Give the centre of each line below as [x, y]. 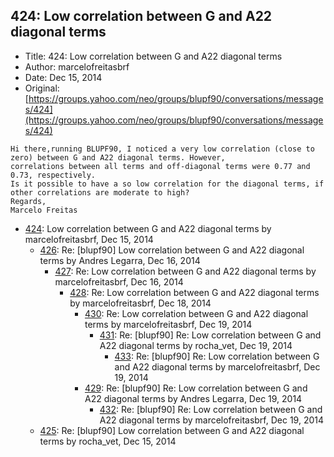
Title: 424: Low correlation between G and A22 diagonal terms [153, 56]
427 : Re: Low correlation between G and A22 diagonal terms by [185, 271]
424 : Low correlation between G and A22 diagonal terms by [148, 228]
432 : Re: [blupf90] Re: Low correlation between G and [211, 409]
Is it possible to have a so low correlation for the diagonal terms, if [167, 184]
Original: [42, 88]
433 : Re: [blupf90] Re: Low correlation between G [217, 356]
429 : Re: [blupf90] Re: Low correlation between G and [196, 388]
